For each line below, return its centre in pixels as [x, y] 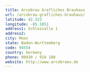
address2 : [16, 33]
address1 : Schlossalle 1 [32, 29]
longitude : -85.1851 [27, 24]
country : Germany [24, 52]
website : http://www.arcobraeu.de [42, 62]
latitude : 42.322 [24, 19]
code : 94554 [18, 48]
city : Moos [17, 39]
